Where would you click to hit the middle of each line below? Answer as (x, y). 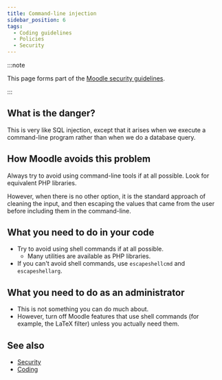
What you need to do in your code (81, 232)
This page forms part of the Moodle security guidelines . (86, 78)
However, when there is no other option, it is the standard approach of (107, 196)
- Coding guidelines (43, 33)
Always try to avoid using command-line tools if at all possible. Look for (108, 176)
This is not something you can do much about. (83, 309)
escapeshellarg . (40, 271)
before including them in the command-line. (69, 211)
